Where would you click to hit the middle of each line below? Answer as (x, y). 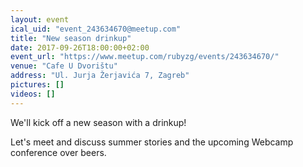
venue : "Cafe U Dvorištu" (64, 66)
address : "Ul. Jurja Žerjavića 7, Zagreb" (100, 76)
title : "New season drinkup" (71, 38)
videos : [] (33, 94)
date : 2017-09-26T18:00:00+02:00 (80, 47)
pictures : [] (37, 85)
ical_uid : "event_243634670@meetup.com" (96, 29)
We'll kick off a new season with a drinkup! (98, 122)
